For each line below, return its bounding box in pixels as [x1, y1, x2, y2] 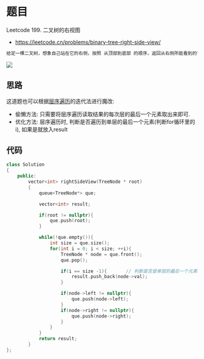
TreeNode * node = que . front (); [60, 251, 143, 257]
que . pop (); [60, 257, 88, 263]
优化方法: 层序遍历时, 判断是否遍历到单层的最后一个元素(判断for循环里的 [15, 118, 195, 125]
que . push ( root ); [49, 218, 91, 224]
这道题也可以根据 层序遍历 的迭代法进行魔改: [6, 98, 115, 105]
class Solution [6, 162, 45, 168]
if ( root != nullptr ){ [38, 212, 94, 218]
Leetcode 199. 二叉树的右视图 [6, 26, 81, 34]
